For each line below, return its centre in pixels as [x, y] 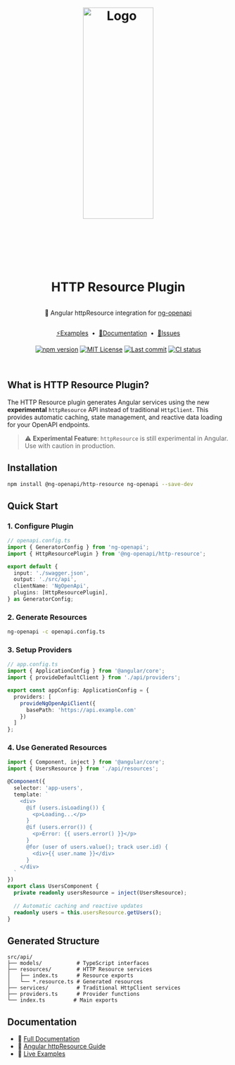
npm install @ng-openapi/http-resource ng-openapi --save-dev [100, 484]
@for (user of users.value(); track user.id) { [97, 847]
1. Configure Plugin [40, 526]
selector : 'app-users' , [48, 788]
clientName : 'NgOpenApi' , [52, 586]
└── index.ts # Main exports [63, 1000]
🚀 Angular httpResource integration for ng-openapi [118, 313]
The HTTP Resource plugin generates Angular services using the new [108, 402]
